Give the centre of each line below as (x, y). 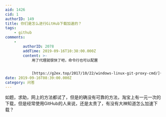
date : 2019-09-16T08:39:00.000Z (38, 78)
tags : (11, 28)
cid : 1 (12, 14)
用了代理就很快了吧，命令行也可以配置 (64, 60)
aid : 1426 (15, 10)
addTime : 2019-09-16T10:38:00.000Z (60, 51)
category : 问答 (20, 83)
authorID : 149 (20, 19)
